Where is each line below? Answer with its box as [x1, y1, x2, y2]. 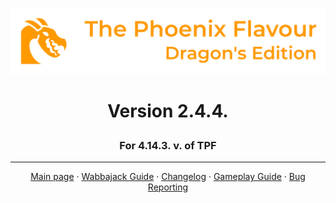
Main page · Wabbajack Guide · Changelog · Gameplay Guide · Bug [30, 171, 306, 183]
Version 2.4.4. [107, 100, 229, 122]
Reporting [147, 181, 189, 193]
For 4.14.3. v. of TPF [119, 139, 217, 152]
